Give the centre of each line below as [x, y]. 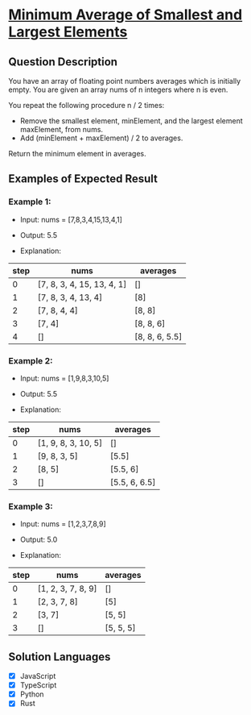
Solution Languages [60, 657]
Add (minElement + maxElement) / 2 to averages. [101, 138]
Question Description [63, 62]
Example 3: [31, 506]
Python [32, 694]
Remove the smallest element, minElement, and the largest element [131, 121]
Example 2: [31, 360]
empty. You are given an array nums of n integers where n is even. [118, 89]
